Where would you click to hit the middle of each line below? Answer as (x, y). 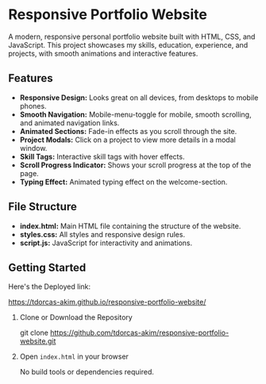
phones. (33, 106)
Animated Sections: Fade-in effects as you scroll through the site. (128, 131)
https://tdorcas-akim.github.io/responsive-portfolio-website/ (107, 302)
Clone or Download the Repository (76, 317)
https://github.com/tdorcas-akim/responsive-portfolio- (140, 333)
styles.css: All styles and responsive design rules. (102, 234)
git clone (34, 333)
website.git (38, 341)
